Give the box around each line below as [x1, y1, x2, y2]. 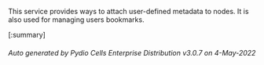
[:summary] [8, 31, 46, 39]
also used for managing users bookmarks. [8, 15, 145, 24]
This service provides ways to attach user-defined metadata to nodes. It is [8, 7, 249, 16]
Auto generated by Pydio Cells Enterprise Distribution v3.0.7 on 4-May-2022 [8, 48, 256, 57]
